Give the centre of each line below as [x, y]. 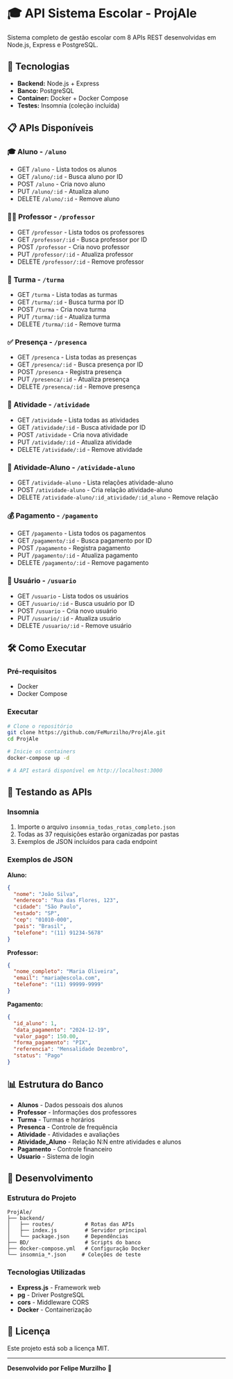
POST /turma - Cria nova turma [61, 310]
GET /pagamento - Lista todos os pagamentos [81, 533]
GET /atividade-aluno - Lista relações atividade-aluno [95, 482]
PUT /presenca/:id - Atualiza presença [73, 380]
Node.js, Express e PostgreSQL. [53, 44]
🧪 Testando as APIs [50, 792]
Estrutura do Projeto [42, 1198]
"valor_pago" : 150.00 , [46, 1036]
